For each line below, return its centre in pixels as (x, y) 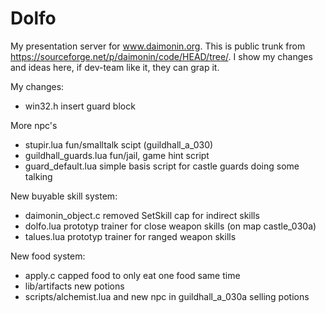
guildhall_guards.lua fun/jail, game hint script (117, 155)
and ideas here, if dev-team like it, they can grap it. (115, 67)
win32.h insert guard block (80, 106)
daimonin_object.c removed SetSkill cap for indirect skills (142, 215)
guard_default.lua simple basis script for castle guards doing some (162, 166)
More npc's (34, 125)
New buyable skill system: (64, 196)
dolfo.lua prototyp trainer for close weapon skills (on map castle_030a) (170, 226)
